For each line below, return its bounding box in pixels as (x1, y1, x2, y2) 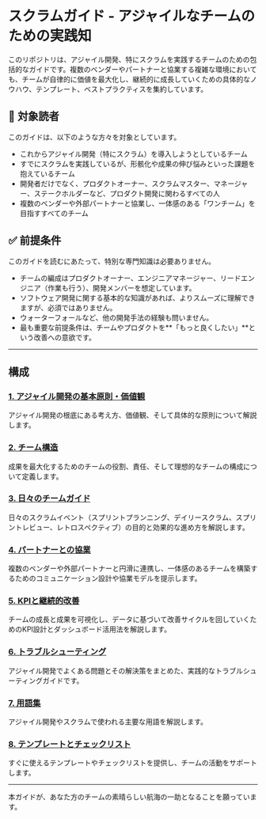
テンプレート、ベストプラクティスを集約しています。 (35, 84, 208, 93)
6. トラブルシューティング (8, 646, 107, 658)
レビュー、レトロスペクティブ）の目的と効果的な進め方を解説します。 (21, 522, 249, 532)
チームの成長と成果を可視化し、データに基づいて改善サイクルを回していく (8, 615, 251, 624)
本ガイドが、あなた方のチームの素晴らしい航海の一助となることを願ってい (8, 792, 251, 802)
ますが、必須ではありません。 (19, 302, 117, 313)
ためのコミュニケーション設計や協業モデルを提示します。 (14, 574, 202, 583)
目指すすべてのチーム (19, 208, 89, 218)
